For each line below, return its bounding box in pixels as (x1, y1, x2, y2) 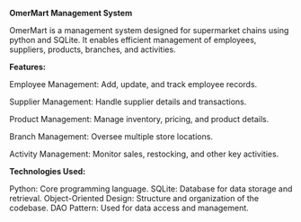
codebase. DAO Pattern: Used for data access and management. (9, 202, 249, 213)
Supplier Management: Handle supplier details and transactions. (9, 96, 247, 107)
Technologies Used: (9, 166, 86, 176)
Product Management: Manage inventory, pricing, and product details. (9, 114, 270, 124)
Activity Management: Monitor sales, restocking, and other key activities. (9, 148, 279, 159)
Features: (9, 62, 47, 72)
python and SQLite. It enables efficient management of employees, (9, 35, 257, 45)
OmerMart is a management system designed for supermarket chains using (9, 25, 289, 35)
